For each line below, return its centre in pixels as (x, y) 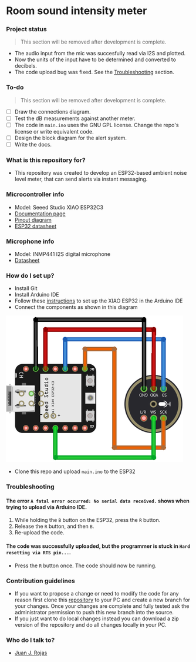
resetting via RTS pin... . (39, 552)
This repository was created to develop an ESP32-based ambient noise (101, 173)
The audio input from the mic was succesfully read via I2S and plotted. (100, 54)
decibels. (26, 66)
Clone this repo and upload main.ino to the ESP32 (75, 471)
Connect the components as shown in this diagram (76, 307)
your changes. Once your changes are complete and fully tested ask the (102, 606)
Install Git (26, 288)
